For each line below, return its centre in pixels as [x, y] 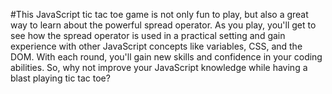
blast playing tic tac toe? [60, 78]
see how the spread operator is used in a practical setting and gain [148, 35]
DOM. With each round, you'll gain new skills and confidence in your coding [166, 57]
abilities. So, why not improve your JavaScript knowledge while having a [159, 67]
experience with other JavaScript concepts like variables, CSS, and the [156, 46]
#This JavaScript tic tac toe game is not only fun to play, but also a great [159, 14]
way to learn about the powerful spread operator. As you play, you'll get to [163, 25]
